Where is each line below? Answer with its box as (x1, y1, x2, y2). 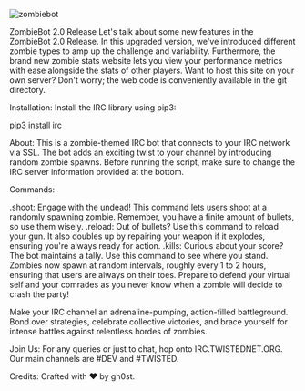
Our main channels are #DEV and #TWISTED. (9, 354, 179, 364)
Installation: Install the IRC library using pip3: (9, 102, 177, 113)
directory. (9, 85, 46, 95)
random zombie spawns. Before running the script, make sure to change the (9, 157, 296, 168)
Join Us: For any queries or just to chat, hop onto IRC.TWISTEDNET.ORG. (9, 344, 284, 355)
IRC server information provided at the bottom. (9, 167, 185, 177)
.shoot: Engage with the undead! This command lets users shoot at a (9, 201, 267, 212)
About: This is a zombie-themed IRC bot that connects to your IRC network (9, 138, 290, 148)
